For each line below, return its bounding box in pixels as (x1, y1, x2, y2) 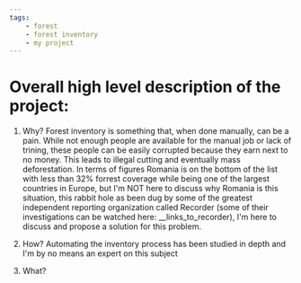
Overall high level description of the (9, 77, 281, 97)
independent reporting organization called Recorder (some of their (22, 202, 270, 213)
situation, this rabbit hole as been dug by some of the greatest (22, 192, 253, 203)
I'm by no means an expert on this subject (22, 248, 178, 259)
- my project (25, 38, 75, 48)
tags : (9, 13, 30, 22)
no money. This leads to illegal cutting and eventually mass (22, 155, 241, 165)
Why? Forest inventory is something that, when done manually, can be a (22, 126, 289, 137)
